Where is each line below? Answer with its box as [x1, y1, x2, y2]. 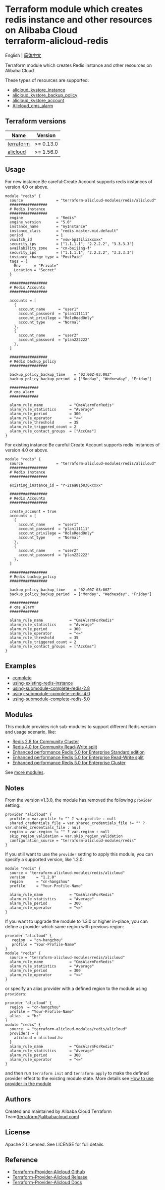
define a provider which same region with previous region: [5, 924, 124, 929]
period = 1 [9, 232, 63, 237]
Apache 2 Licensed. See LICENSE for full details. [5, 1141, 105, 1147]
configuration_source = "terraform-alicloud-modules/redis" [9, 838, 136, 843]
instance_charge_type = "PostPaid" [9, 254, 83, 259]
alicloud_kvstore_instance [12, 87, 65, 93]
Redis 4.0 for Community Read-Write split [12, 744, 98, 750]
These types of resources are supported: [5, 77, 89, 83]
